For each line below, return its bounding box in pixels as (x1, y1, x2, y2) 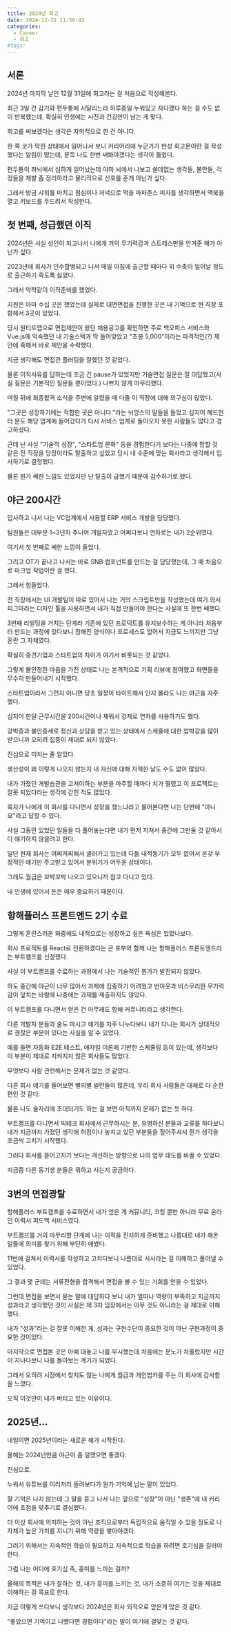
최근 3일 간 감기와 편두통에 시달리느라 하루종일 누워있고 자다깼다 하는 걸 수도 (7, 104, 213, 112)
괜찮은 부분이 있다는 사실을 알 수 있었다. (14, 1028, 121, 1037)
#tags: (7, 42, 26, 49)
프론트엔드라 (188, 944, 223, 952)
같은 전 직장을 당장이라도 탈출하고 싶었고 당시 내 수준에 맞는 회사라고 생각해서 (7, 448, 215, 457)
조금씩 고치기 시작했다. (7, 1137, 68, 1145)
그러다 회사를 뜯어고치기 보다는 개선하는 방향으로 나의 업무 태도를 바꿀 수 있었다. (7, 1151, 223, 1160)
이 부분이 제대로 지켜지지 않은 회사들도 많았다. (7, 1052, 131, 1060)
